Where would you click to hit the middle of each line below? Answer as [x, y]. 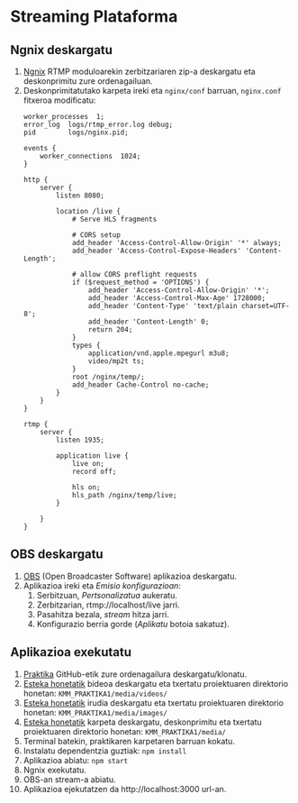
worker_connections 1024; [90, 156]
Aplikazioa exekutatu [71, 652]
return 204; [110, 330]
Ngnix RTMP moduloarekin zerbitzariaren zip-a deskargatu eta [139, 71]
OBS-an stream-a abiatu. [69, 779]
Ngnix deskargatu [62, 50]
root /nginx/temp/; [108, 377]
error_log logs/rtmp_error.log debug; [98, 124]
